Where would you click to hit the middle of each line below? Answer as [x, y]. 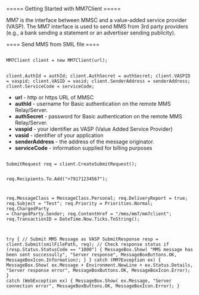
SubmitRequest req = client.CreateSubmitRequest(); [71, 164]
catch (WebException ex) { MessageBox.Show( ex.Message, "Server [89, 281]
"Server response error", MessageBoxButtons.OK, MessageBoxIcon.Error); [98, 270]
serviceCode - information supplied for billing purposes [83, 148]
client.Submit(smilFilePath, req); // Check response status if [88, 244]
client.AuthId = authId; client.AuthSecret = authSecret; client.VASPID [98, 76]
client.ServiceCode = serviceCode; [50, 86]
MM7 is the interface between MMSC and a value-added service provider [97, 20]
